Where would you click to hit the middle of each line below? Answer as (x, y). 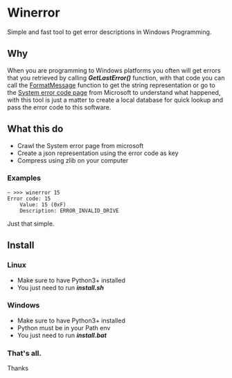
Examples (24, 178)
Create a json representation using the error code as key (98, 153)
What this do (35, 129)
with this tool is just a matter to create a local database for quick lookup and (115, 100)
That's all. (24, 353)
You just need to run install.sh (61, 287)
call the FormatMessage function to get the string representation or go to (111, 85)
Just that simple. (31, 224)
